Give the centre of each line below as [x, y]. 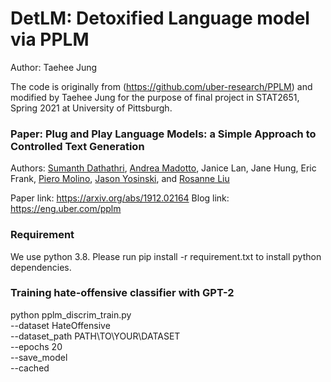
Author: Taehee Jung [54, 67]
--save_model [39, 357]
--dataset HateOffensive [60, 325]
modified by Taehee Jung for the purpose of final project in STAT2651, [155, 97]
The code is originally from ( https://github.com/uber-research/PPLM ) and [161, 86]
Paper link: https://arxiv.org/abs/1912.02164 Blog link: [120, 198]
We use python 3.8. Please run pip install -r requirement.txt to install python [166, 256]
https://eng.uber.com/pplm [66, 209]
